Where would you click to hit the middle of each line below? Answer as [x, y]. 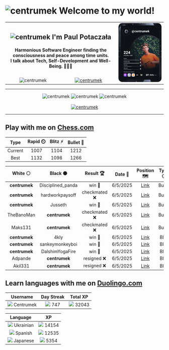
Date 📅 [122, 174]
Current [15, 151]
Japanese [24, 340]
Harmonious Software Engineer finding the [61, 50]
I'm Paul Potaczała [82, 37]
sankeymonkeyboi [58, 244]
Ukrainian [24, 325]
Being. [56, 66]
